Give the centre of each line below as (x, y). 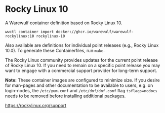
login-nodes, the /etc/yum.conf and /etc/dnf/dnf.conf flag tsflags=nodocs (81, 90)
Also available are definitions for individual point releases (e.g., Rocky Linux (82, 45)
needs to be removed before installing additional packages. (65, 96)
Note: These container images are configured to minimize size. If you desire (82, 80)
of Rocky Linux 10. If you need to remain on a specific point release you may (83, 65)
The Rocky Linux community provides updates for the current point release (82, 60)
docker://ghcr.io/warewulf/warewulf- (95, 32)
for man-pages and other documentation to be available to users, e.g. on (79, 85)
